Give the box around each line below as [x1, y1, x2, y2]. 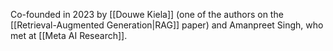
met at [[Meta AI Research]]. [10, 30, 128, 41]
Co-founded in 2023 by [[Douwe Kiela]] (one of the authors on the [10, 9, 284, 20]
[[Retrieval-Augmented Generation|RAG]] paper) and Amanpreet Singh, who [10, 19, 324, 31]
